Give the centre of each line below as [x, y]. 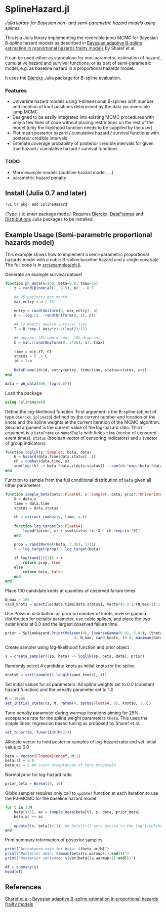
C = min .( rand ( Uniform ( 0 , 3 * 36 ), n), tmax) [60, 342]
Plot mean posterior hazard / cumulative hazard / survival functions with [86, 133]
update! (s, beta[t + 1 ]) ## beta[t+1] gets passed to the [74, 826]
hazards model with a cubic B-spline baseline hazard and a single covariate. [83, 260]
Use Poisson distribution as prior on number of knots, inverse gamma [76, 614]
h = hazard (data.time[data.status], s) [55, 457]
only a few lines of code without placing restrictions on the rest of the [83, 123]
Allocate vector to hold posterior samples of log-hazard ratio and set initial [81, 742]
